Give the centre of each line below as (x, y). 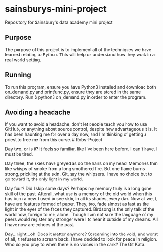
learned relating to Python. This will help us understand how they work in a (80, 54)
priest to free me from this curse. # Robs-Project (54, 140)
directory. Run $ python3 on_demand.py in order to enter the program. (76, 97)
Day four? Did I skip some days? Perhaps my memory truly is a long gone (78, 189)
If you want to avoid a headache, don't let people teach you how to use (76, 124)
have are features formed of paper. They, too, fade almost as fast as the (77, 204)
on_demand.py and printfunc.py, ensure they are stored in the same (73, 92)
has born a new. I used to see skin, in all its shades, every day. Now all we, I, (81, 199)
